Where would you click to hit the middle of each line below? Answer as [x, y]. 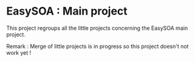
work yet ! [19, 52]
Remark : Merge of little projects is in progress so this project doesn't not [97, 46]
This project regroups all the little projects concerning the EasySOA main [97, 28]
